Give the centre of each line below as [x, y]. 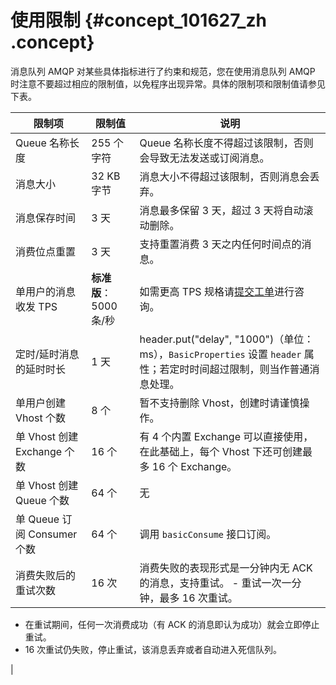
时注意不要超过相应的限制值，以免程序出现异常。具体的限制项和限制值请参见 [168, 83]
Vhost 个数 [41, 418]
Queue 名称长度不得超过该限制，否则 [226, 143]
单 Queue [37, 519]
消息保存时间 [46, 218]
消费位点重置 [46, 251]
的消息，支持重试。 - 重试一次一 [215, 583]
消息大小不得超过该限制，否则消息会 [224, 176]
